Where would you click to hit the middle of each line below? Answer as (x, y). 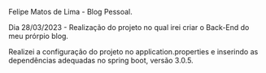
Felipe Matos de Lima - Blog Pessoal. (70, 12)
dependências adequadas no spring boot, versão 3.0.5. (101, 60)
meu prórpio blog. (39, 36)
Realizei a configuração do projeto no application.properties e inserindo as (133, 52)
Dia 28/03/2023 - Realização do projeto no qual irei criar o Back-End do (129, 27)
